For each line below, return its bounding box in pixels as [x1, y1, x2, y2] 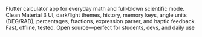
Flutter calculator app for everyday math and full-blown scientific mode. [5, 5, 185, 12]
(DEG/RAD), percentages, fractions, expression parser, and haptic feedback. [5, 18, 197, 24]
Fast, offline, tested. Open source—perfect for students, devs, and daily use [5, 24, 195, 31]
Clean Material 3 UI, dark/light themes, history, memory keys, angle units [5, 11, 187, 18]
